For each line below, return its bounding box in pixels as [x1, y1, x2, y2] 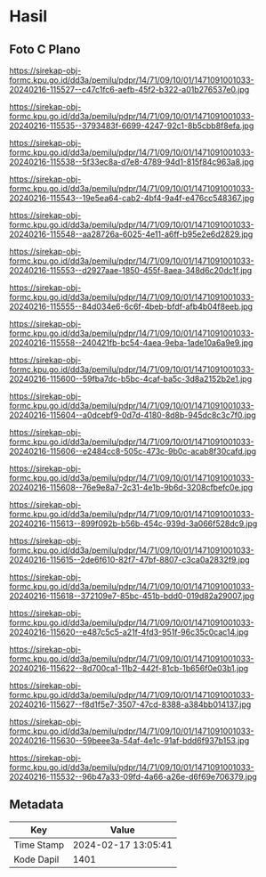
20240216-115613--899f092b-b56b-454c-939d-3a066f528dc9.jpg [9, 518, 258, 529]
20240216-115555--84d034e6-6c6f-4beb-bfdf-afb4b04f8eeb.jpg [9, 301, 254, 312]
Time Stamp [13, 839, 65, 851]
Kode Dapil [13, 853, 60, 865]
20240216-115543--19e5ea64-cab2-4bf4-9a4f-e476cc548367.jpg [9, 193, 255, 203]
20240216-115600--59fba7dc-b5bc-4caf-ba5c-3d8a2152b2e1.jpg [9, 374, 253, 384]
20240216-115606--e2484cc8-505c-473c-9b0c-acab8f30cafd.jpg [9, 446, 256, 456]
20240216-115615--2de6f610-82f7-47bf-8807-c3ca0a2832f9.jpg [9, 555, 251, 564]
